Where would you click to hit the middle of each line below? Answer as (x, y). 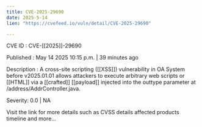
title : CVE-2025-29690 (35, 12)
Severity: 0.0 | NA (28, 100)
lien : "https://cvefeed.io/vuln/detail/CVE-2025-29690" (79, 23)
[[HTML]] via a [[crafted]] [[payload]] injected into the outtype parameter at (101, 82)
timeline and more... (31, 118)
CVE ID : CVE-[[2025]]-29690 (44, 46)
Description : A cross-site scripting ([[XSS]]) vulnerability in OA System (96, 69)
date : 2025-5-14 (27, 18)
